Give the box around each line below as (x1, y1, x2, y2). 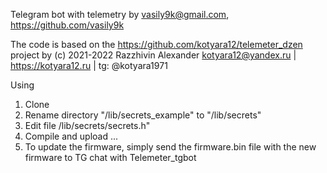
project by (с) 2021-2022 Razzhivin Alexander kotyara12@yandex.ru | (10, 49, 297, 61)
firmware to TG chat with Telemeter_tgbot (24, 152, 197, 163)
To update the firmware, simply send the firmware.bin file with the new (24, 141, 317, 153)
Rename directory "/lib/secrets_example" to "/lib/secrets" (24, 109, 262, 121)
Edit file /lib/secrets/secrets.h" (24, 120, 151, 131)
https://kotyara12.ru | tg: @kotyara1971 (10, 60, 168, 71)
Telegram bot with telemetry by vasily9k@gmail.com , (10, 9, 230, 20)
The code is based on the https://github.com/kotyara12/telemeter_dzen (10, 39, 303, 50)
